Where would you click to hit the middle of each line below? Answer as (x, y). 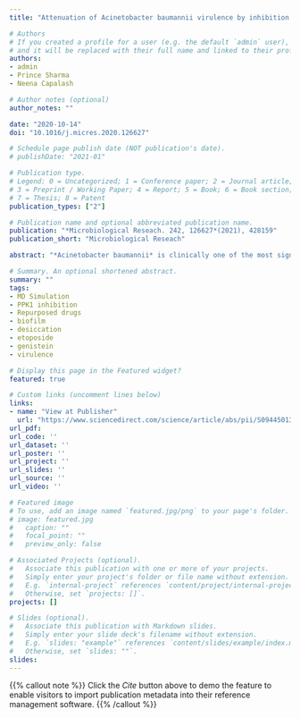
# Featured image (42, 503)
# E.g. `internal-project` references (86, 585)
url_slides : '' (37, 470)
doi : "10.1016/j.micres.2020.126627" (79, 132)
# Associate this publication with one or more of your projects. (139, 569)
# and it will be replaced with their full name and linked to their (142, 50)
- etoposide (31, 338)
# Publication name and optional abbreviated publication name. (131, 223)
